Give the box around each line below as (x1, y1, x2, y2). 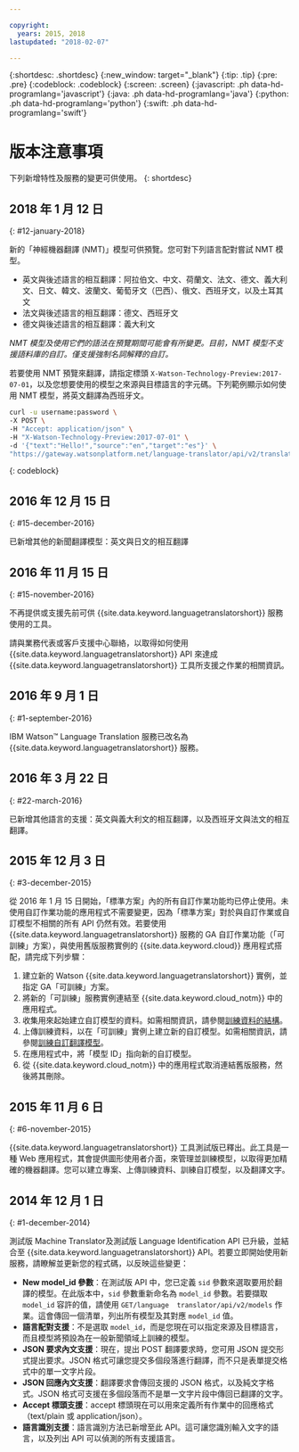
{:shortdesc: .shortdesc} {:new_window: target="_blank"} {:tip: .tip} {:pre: (9, 70, 278, 80)
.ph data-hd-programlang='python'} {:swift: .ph (9, 98, 183, 109)
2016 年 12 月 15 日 (9, 493, 111, 508)
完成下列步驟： (32, 952, 87, 962)
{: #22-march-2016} (9, 795, 83, 805)
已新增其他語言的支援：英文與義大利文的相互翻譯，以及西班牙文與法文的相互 (9, 813, 290, 824)
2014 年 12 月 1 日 (9, 1192, 104, 1209)
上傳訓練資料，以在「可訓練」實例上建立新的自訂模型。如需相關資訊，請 (21, 1027, 287, 1037)
